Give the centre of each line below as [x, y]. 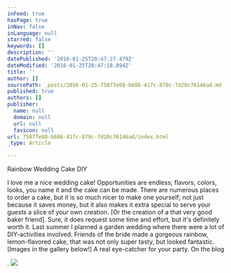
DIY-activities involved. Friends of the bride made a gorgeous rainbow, [108, 235]
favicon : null [34, 130]
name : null [29, 111]
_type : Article [29, 143]
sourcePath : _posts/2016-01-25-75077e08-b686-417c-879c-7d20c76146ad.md [114, 85]
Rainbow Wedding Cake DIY [48, 169]
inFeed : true [26, 14]
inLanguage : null [32, 33]
